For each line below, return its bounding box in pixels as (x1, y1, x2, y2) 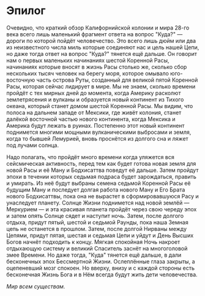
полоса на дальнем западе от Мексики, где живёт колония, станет (6, 109, 182, 116)
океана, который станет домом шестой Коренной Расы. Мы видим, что (6, 102, 193, 109)
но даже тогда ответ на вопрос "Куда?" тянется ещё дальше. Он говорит (6, 50, 198, 57)
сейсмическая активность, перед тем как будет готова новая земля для (6, 160, 196, 167)
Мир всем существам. (6, 282, 65, 290)
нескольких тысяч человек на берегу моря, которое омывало (6, 69, 170, 77)
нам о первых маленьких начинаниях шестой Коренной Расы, (6, 56, 170, 64)
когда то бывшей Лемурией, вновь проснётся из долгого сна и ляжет (6, 134, 188, 142)
